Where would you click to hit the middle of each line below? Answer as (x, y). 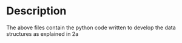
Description (36, 11)
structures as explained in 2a (42, 33)
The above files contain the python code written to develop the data (91, 27)
